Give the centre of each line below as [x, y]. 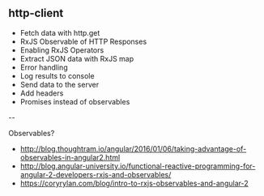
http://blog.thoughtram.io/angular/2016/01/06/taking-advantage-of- [133, 148]
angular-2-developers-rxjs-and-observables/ [96, 174]
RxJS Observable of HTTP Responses [83, 41]
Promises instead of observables [75, 101]
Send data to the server [60, 84]
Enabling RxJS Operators [62, 50]
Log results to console [57, 75]
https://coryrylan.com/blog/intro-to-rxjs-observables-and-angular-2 [134, 183]
